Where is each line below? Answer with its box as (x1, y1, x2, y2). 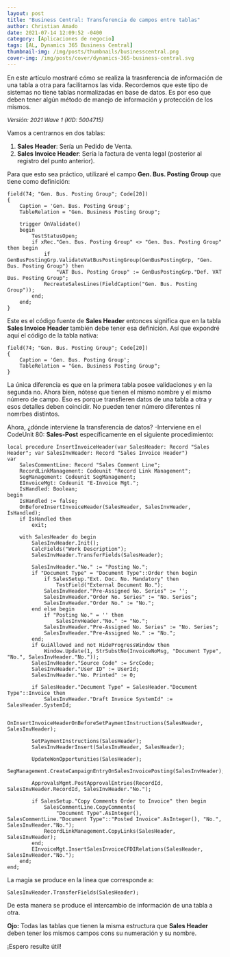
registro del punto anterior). (16, 156, 95, 165)
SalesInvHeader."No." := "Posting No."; (31, 563, 149, 570)
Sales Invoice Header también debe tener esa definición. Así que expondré (7, 324, 220, 332)
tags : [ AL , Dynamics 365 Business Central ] (7, 42, 133, 49)
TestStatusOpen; (31, 233, 78, 239)
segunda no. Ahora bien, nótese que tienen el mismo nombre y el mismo (7, 388, 212, 396)
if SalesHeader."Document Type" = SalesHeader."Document (31, 683, 197, 690)
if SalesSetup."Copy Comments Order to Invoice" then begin (31, 797, 207, 805)
